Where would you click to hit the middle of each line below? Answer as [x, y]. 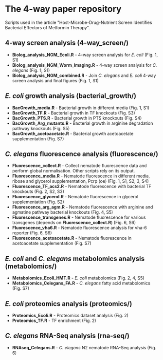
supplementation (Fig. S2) [38, 202]
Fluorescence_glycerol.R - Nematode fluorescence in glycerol [75, 197]
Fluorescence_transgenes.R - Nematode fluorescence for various [79, 217]
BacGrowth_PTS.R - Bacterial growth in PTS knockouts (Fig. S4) [77, 118]
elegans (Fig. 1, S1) [31, 70]
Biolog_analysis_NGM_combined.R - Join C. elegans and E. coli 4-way [84, 75]
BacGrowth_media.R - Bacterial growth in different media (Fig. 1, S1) [81, 108]
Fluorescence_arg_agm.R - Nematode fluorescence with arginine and [82, 207]
